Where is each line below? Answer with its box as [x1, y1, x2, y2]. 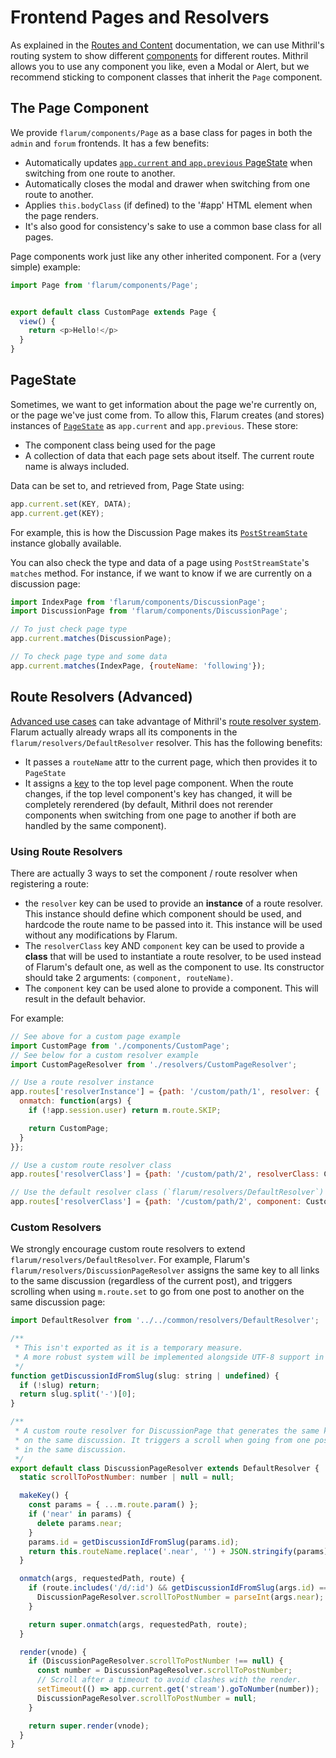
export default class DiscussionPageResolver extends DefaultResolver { [10, 1463, 320, 1473]
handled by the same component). [24, 819, 167, 831]
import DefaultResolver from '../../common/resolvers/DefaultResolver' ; [10, 1316, 320, 1326]
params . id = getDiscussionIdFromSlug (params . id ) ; [28, 1537, 240, 1547]
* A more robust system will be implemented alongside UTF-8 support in [14, 1352, 325, 1362]
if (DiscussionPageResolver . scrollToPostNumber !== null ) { [28, 1656, 284, 1666]
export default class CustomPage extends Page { [10, 307, 217, 317]
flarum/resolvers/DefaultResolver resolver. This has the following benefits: [10, 736, 323, 748]
